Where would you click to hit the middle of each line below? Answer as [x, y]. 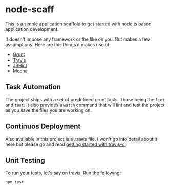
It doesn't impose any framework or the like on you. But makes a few [78, 39]
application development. [32, 29]
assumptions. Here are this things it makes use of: [58, 44]
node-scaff [30, 10]
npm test [15, 182]
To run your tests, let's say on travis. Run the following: [63, 173]
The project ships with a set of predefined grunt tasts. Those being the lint [85, 99]
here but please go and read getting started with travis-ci [66, 144]
